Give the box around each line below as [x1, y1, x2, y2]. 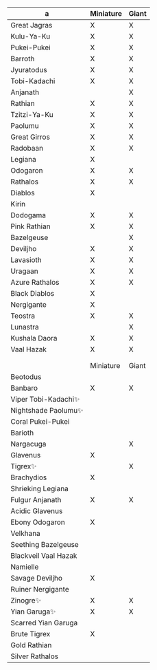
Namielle [10, 562, 39, 572]
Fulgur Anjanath [10, 495, 62, 504]
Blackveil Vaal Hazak [10, 551, 77, 560]
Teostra [10, 311, 36, 321]
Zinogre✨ [10, 596, 42, 605]
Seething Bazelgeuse [10, 540, 79, 549]
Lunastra [10, 323, 39, 332]
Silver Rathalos [10, 651, 59, 661]
